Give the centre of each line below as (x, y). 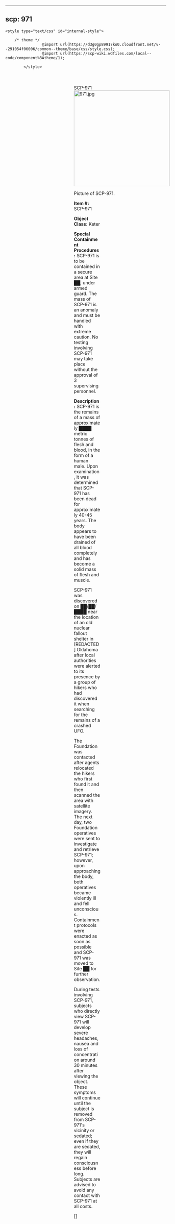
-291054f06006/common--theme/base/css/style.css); (60, 49)
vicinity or (84, 1130)
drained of (85, 542)
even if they (86, 1141)
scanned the (87, 795)
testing (81, 342)
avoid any (84, 1190)
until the (82, 1103)
